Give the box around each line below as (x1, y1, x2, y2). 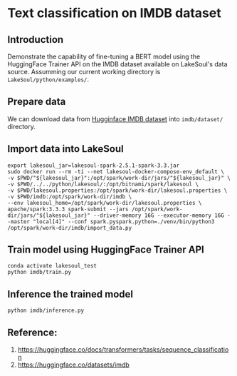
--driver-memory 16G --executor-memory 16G (93, 212, 224, 219)
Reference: (7, 326, 58, 338)
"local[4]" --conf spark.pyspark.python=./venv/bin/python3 (33, 218, 215, 225)
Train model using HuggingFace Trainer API (7, 244, 204, 256)
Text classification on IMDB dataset (7, 5, 222, 21)
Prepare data (7, 96, 66, 108)
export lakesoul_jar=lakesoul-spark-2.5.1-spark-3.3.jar (7, 162, 180, 169)
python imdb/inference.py (7, 307, 84, 315)
